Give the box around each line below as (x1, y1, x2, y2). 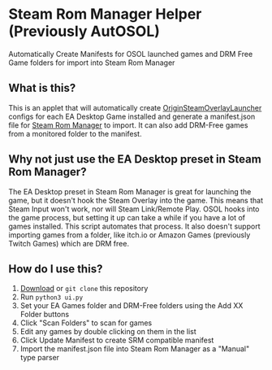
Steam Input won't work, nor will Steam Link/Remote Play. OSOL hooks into (8, 204, 260, 214)
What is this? (8, 81, 76, 95)
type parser (19, 353, 59, 363)
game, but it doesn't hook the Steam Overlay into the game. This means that (8, 195, 264, 205)
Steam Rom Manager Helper (8, 5, 202, 24)
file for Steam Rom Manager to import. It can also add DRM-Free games (8, 120, 248, 130)
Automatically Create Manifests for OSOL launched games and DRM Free (8, 49, 253, 59)
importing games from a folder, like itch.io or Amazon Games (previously (8, 229, 251, 240)
